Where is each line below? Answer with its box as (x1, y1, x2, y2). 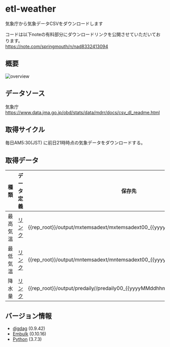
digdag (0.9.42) (12, 326, 46, 331)
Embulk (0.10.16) (12, 331, 47, 337)
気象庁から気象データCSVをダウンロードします (5, 20, 103, 26)
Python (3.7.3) (12, 336, 42, 342)
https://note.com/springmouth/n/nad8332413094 (5, 43, 108, 49)
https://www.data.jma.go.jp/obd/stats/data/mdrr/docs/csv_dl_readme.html (5, 109, 160, 115)
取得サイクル (5, 125, 45, 134)
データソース (5, 89, 45, 98)
